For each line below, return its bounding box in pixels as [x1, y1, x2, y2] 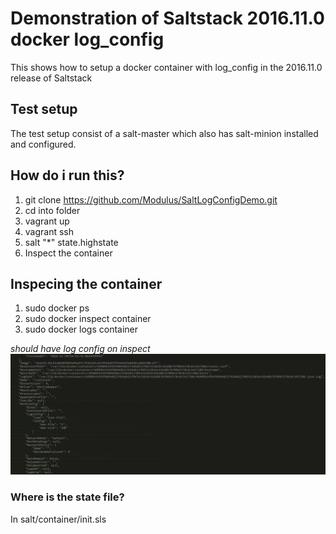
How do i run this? [10, 167, 125, 184]
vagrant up [24, 215, 70, 227]
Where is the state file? [10, 490, 125, 504]
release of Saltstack [10, 72, 93, 84]
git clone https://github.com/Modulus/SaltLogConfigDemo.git [24, 193, 278, 206]
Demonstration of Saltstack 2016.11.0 [10, 7, 325, 30]
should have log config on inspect [10, 343, 151, 355]
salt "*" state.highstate [24, 236, 119, 248]
